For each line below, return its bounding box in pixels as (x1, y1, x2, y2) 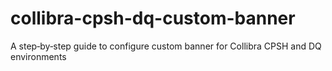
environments (10, 50, 67, 62)
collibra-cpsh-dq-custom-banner (10, 7, 296, 30)
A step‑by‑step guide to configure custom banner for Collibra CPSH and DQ (10, 40, 322, 52)
